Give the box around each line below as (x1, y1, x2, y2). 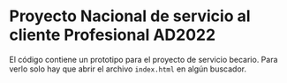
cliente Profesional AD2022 (9, 25, 216, 45)
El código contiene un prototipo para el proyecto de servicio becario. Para (9, 54, 278, 64)
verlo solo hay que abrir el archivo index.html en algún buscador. (9, 64, 247, 74)
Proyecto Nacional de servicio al (9, 6, 251, 26)
